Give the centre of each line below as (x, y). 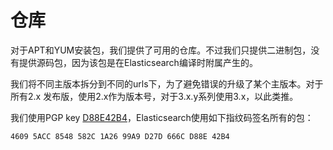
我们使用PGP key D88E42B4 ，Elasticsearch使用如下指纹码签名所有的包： (162, 117)
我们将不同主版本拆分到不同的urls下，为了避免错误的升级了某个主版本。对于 (167, 83)
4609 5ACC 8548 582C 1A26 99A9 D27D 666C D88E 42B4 (120, 136)
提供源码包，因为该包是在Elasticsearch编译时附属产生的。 (138, 62)
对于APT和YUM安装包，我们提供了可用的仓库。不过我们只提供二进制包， (161, 50)
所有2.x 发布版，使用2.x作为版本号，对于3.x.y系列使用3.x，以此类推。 (154, 96)
